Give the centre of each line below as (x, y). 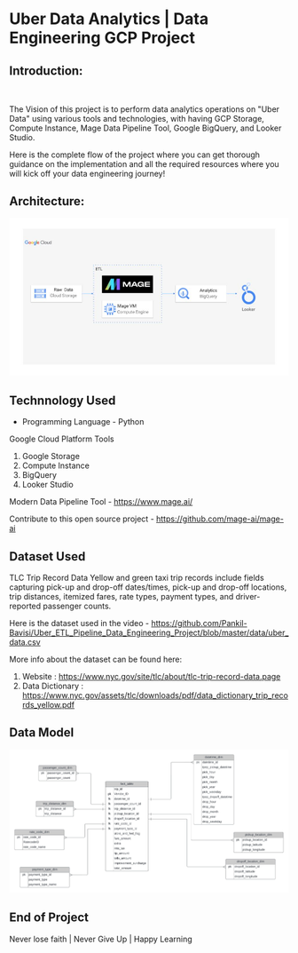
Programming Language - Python (83, 422)
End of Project (49, 918)
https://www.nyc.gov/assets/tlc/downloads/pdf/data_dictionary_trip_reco (155, 695)
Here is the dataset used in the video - (79, 623)
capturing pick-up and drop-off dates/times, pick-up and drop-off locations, (148, 587)
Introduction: (46, 71)
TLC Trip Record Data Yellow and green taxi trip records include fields (137, 577)
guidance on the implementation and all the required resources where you (144, 164)
